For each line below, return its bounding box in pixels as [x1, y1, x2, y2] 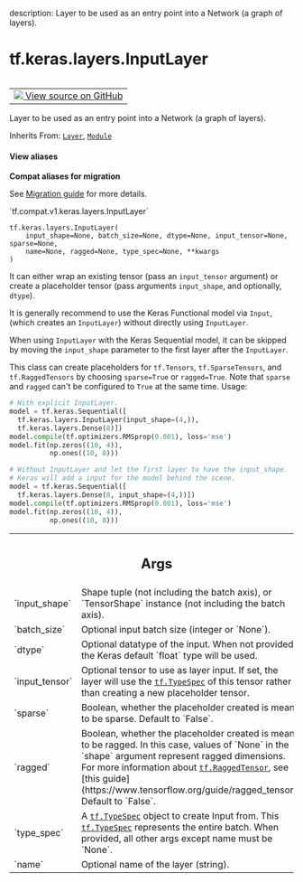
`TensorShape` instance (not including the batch [80, 596, 286, 609]
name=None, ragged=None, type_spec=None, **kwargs [25, 248, 220, 257]
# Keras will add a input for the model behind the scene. [9, 474, 236, 483]
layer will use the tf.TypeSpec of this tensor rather [80, 675, 291, 688]
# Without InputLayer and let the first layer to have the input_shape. [9, 465, 289, 474]
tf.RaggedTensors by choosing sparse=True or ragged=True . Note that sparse [9, 371, 290, 382]
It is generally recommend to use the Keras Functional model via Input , [9, 307, 272, 319]
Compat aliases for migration [9, 171, 121, 182]
